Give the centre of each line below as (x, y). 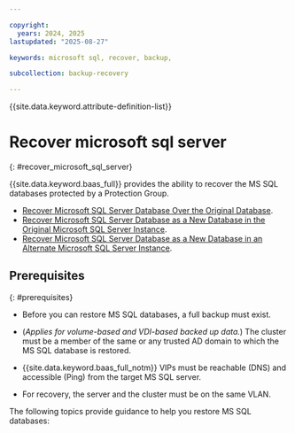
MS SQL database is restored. (76, 350)
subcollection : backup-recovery (69, 73)
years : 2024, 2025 (51, 33)
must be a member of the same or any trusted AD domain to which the (150, 341)
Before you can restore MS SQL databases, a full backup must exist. (147, 314)
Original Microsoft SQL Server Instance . (94, 229)
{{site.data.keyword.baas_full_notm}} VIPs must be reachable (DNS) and (154, 367)
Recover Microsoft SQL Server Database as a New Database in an (142, 239)
